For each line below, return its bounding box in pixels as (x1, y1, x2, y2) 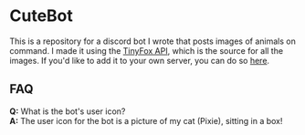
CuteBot (9, 5, 73, 26)
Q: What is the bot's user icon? (9, 106, 126, 117)
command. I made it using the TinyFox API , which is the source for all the (9, 45, 284, 56)
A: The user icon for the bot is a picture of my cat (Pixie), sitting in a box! (9, 115, 283, 126)
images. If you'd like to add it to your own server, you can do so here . (9, 55, 270, 66)
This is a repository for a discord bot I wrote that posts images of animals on (9, 36, 297, 47)
